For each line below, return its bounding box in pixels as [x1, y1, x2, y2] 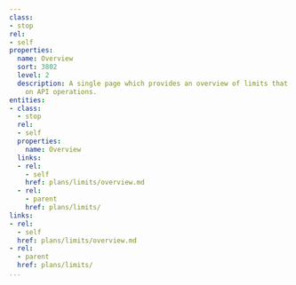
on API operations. [25, 87, 98, 96]
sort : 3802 [17, 63, 58, 72]
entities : [9, 95, 46, 105]
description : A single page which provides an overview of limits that [17, 79, 289, 88]
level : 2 [17, 71, 50, 80]
